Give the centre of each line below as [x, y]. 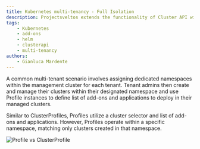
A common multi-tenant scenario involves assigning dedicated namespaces [99, 79]
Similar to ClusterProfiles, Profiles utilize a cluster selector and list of [90, 115]
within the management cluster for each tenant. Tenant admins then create [98, 85]
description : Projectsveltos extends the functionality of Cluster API [97, 17]
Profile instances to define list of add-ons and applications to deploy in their [99, 97]
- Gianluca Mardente [42, 61]
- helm [25, 39]
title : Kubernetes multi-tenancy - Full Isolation [70, 12]
